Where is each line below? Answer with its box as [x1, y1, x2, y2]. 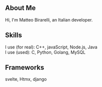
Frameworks [5, 64, 45, 72]
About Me [5, 4, 36, 12]
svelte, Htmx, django [5, 76, 47, 82]
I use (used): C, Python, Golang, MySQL [5, 49, 86, 55]
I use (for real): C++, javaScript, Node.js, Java [5, 44, 98, 50]
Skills [5, 31, 22, 40]
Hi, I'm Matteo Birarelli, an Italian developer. [5, 17, 93, 22]
